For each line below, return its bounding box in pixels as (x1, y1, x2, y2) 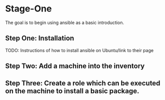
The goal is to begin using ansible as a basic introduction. (5, 19, 124, 25)
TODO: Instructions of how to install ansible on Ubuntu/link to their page (5, 47, 154, 53)
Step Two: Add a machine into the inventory (5, 62, 145, 70)
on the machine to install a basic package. (5, 86, 139, 95)
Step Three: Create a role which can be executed (5, 78, 160, 87)
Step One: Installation (5, 34, 74, 42)
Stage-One (5, 3, 52, 14)
